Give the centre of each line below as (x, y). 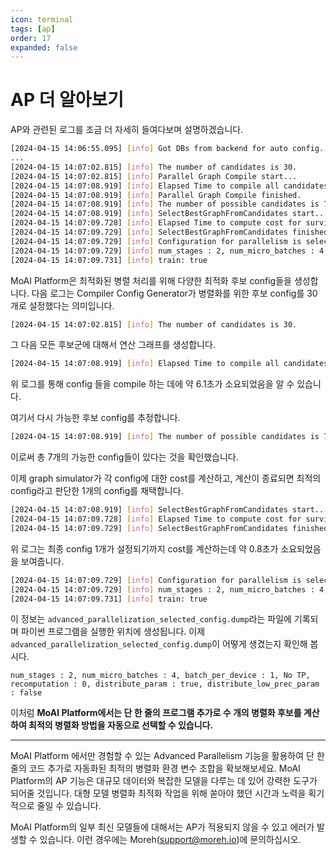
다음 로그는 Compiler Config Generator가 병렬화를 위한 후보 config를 (168, 293)
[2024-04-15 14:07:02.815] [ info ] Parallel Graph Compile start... (154, 176)
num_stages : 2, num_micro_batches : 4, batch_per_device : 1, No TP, (160, 676)
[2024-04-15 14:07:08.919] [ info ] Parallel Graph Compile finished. (156, 195)
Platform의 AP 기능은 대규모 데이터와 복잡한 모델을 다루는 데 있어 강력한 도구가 (164, 781)
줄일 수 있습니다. (69, 806)
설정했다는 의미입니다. (71, 305)
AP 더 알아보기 (67, 100)
